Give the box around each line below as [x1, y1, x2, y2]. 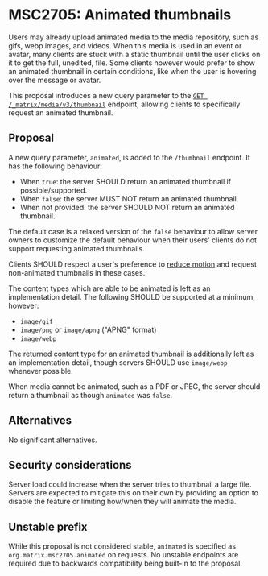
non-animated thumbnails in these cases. [8, 267, 146, 277]
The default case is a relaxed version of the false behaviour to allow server [8, 226, 258, 236]
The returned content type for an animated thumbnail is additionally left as [8, 349, 254, 358]
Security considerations [8, 458, 132, 472]
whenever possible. [8, 366, 74, 375]
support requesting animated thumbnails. [8, 243, 145, 253]
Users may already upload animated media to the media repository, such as [8, 32, 259, 42]
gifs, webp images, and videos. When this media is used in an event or [8, 40, 242, 50]
